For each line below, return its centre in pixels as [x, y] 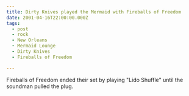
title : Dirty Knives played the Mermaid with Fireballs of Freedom [94, 12]
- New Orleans [30, 40]
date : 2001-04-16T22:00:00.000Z [47, 18]
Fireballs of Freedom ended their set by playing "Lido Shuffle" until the [95, 80]
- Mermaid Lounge [34, 46]
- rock [20, 35]
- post [20, 29]
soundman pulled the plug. [40, 86]
